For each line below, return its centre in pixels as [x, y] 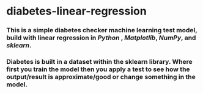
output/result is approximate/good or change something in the [101, 77]
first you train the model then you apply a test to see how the [98, 69]
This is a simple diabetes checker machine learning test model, [102, 30]
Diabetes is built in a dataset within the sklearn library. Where [99, 62]
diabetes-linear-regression [76, 11]
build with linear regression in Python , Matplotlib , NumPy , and [101, 38]
